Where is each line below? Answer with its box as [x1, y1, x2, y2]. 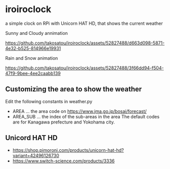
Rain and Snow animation [5, 55, 58, 61]
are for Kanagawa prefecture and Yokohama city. [12, 119, 115, 125]
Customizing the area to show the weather [5, 85, 142, 94]
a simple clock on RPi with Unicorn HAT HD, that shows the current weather [5, 20, 163, 26]
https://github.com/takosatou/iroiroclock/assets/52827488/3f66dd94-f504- [5, 65, 164, 71]
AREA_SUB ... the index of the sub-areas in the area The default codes [12, 113, 160, 119]
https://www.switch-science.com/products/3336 [12, 158, 115, 164]
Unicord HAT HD [5, 134, 58, 142]
